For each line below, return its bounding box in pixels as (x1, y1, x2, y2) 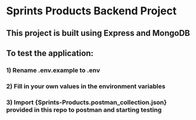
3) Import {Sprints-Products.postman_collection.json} (6, 98, 167, 106)
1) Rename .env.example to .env (6, 66, 100, 74)
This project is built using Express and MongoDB (6, 28, 191, 38)
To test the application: (6, 48, 94, 58)
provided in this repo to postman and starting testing (6, 106, 162, 114)
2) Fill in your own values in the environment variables (6, 82, 166, 90)
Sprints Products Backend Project (6, 4, 177, 18)
